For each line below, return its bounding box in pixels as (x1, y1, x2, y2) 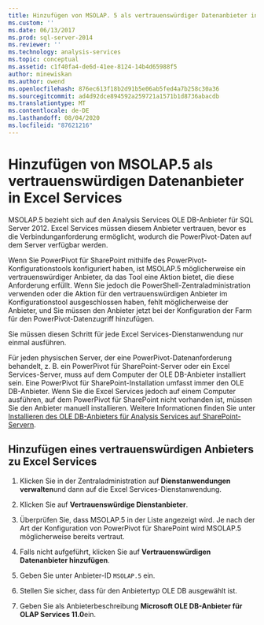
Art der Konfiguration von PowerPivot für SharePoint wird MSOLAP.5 (19, 523, 242, 533)
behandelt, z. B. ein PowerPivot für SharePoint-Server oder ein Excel (8, 361, 230, 370)
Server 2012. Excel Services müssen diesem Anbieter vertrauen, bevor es (8, 223, 247, 233)
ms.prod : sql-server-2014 (8, 33, 93, 42)
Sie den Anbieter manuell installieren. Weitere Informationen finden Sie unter (8, 403, 256, 412)
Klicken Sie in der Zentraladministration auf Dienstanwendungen (19, 476, 231, 485)
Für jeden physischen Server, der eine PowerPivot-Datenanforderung (8, 352, 232, 363)
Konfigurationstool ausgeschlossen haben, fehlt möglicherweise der (8, 297, 229, 307)
